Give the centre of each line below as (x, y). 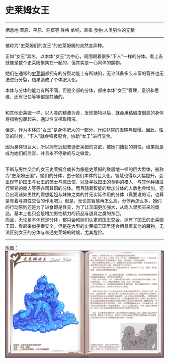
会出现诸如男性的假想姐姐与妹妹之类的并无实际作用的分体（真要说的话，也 (82, 194)
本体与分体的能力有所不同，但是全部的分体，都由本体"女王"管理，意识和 (80, 90)
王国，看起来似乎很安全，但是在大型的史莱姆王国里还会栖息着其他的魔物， (82, 226)
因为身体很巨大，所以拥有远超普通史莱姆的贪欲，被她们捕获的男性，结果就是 (84, 146)
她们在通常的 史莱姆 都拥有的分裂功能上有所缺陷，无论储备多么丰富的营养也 (82, 73)
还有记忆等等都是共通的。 (40, 96)
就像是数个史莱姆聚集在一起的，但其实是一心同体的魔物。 (65, 62)
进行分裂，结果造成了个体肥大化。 (45, 79)
